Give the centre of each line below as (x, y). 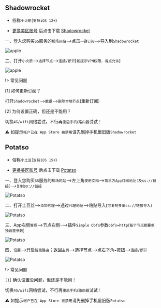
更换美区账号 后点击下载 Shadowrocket (51, 31)
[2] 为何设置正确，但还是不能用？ (38, 111)
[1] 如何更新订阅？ (23, 90)
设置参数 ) (17, 230)
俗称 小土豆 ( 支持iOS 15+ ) (34, 160)
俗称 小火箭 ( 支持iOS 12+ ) (34, 20)
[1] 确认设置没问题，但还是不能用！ (41, 280)
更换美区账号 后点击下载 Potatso (44, 170)
